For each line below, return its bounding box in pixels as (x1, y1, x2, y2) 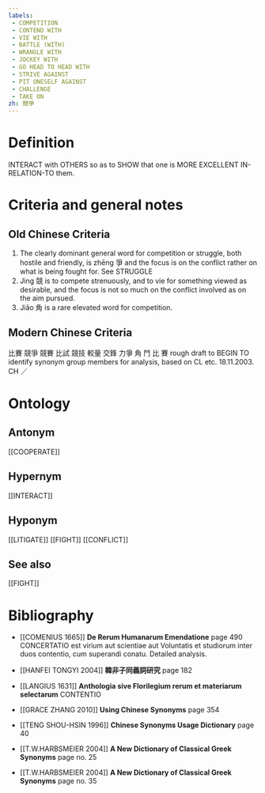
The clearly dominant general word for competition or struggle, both (19, 248, 242, 258)
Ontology (8, 395, 71, 413)
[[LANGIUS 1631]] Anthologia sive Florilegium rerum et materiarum (19, 682, 242, 691)
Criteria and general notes (8, 196, 184, 214)
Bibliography (8, 606, 94, 625)
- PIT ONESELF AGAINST (11, 77, 87, 85)
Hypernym (8, 470, 62, 483)
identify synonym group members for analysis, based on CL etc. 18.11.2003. (8, 357, 255, 366)
